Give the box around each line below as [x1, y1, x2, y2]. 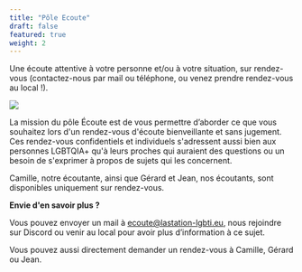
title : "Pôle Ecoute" [9, 13, 91, 23]
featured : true [9, 30, 67, 39]
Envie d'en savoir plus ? [9, 200, 101, 211]
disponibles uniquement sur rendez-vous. [9, 183, 165, 193]
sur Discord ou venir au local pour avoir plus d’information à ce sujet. [9, 227, 266, 238]
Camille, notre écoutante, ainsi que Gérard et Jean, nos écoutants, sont [9, 173, 274, 183]
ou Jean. [9, 254, 42, 265]
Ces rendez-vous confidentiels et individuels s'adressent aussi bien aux [9, 136, 277, 147]
